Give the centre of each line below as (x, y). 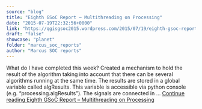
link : (13, 28)
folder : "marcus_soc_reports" (44, 46)
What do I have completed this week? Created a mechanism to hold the (94, 68)
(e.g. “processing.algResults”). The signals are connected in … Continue (96, 93)
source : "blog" (25, 12)
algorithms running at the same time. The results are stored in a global (93, 80)
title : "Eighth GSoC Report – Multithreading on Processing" (84, 17)
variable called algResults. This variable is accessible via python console (96, 87)
